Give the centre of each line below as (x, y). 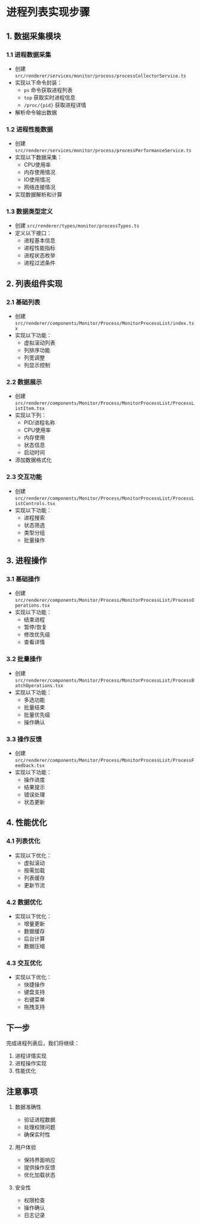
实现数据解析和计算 (39, 195)
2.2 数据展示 (24, 382)
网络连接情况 (39, 187)
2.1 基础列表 (23, 302)
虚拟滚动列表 (39, 343)
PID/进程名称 (39, 423)
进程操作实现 (30, 1063)
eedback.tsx (30, 766)
